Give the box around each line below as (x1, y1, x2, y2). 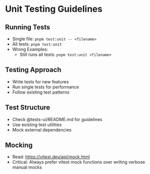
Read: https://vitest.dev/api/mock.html (12, 154, 90, 160)
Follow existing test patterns (12, 89, 70, 95)
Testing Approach (5, 66, 61, 74)
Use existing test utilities (12, 122, 62, 127)
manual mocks (12, 164, 42, 170)
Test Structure (5, 103, 51, 112)
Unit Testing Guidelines (5, 3, 103, 15)
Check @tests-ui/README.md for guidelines (12, 116, 102, 122)
